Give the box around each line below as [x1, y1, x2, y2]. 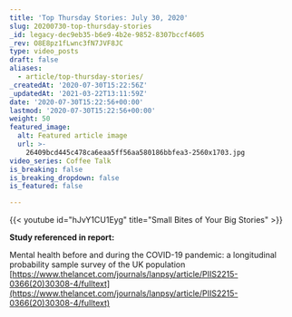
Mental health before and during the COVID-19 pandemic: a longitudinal [9, 250, 277, 261]
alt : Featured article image [17, 131, 128, 140]
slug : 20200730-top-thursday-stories [9, 22, 152, 31]
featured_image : [9, 123, 71, 132]
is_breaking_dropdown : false [9, 173, 120, 182]
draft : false [9, 55, 59, 64]
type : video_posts [9, 47, 79, 56]
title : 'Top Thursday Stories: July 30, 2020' [9, 13, 189, 23]
